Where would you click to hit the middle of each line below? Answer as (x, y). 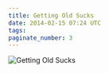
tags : (17, 30)
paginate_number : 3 (41, 38)
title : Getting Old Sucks (51, 15)
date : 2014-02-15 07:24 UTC (55, 23)
